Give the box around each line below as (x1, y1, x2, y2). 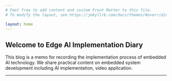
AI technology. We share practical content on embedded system (5, 59, 141, 66)
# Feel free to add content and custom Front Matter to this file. (5, 7, 153, 13)
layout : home (5, 22, 33, 27)
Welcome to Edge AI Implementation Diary (5, 40, 143, 49)
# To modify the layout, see (5, 12, 68, 17)
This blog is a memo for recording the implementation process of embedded (5, 54, 166, 60)
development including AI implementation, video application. (5, 65, 133, 71)
